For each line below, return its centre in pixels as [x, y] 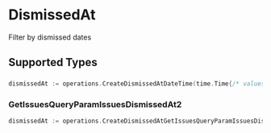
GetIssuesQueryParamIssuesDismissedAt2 [95, 105]
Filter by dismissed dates [50, 37]
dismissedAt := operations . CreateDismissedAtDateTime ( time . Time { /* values [137, 84]
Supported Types [53, 62]
